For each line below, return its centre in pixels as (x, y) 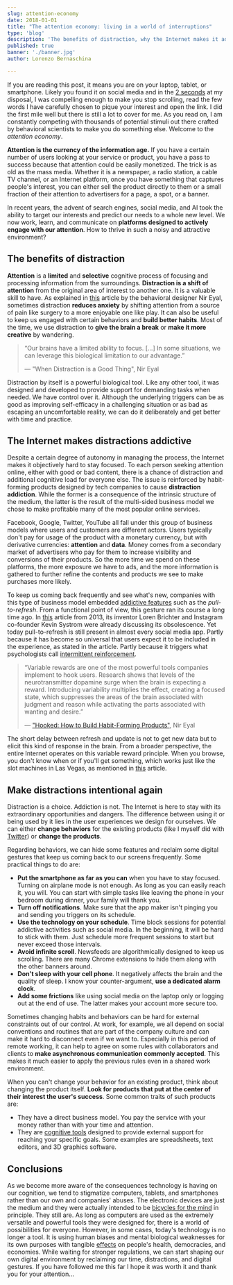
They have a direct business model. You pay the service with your (111, 1118)
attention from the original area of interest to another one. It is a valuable (112, 290)
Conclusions (35, 1169)
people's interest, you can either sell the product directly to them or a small (114, 186)
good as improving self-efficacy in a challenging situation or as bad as (107, 404)
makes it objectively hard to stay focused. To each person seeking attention (115, 465)
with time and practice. (40, 419)
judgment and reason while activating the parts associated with (115, 705)
